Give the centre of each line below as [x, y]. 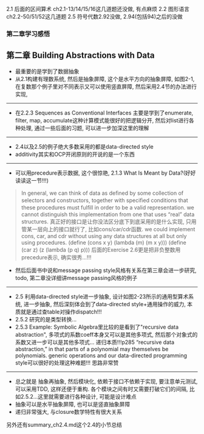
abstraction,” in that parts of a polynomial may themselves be [92, 349]
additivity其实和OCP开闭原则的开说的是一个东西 [75, 154]
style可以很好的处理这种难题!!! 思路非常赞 [67, 362]
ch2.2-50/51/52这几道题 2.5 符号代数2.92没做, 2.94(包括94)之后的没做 [95, 16]
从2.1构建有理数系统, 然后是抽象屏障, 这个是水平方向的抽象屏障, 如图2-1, [105, 79]
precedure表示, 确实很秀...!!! [56, 257]
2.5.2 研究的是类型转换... [46, 319]
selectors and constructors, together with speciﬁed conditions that [104, 200]
